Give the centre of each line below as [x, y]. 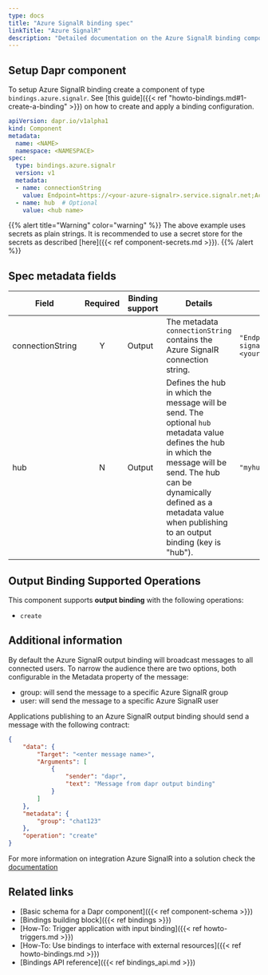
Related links [41, 892]
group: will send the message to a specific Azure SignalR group [124, 692]
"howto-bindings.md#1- [208, 98]
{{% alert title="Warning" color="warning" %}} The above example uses [127, 225]
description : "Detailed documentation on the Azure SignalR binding [124, 38]
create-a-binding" [38, 107]
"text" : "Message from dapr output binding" [140, 784]
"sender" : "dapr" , [96, 777]
